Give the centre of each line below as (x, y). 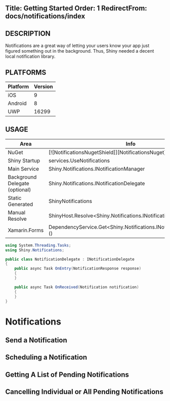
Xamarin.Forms (26, 230)
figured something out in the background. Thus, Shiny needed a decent (80, 51)
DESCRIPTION (28, 33)
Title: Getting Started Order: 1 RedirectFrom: (76, 8)
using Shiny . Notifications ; (35, 250)
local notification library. (30, 56)
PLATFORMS (26, 72)
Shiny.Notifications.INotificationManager (97, 169)
